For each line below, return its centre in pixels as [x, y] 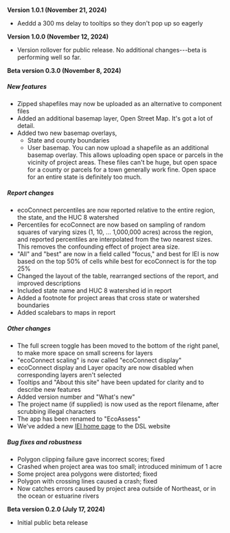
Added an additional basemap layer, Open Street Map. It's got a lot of [115, 118]
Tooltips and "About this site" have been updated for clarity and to [111, 382]
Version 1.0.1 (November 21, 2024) [57, 10]
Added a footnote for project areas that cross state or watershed [108, 297]
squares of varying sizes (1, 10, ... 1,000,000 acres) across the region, [115, 232]
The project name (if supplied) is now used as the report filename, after [118, 404]
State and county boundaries [68, 140]
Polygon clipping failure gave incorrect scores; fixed [91, 459]
